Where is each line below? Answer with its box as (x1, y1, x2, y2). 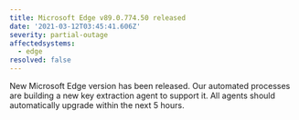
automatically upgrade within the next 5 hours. (9, 100, 185, 110)
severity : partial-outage (9, 30, 108, 39)
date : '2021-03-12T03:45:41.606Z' (9, 22, 142, 31)
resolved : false (9, 55, 71, 65)
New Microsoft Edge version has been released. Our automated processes (9, 81, 291, 91)
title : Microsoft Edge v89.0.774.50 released (9, 13, 186, 23)
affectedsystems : (9, 38, 76, 48)
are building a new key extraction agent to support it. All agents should (9, 90, 276, 101)
